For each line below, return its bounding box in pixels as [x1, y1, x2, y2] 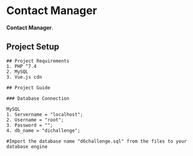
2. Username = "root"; [6, 117, 64, 123]
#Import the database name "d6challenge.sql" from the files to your [6, 138, 188, 144]
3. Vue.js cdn [6, 74, 43, 80]
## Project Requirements [6, 58, 70, 64]
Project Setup [6, 42, 60, 52]
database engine [6, 143, 48, 150]
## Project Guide [6, 84, 51, 91]
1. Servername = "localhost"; [6, 111, 84, 117]
